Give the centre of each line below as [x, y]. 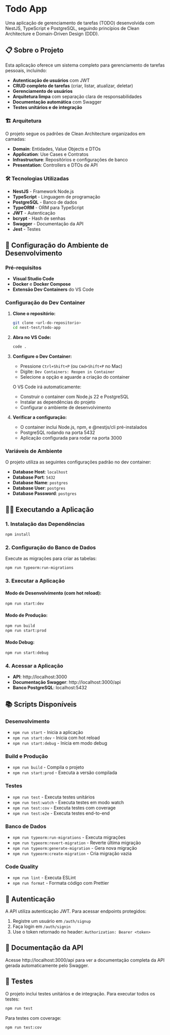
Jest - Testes [27, 229]
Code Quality [22, 866]
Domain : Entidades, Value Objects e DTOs [57, 149]
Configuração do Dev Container [45, 303]
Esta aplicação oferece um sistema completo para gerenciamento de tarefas [85, 65]
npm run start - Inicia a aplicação [48, 732]
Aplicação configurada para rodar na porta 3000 [71, 438]
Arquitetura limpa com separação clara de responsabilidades [77, 96]
